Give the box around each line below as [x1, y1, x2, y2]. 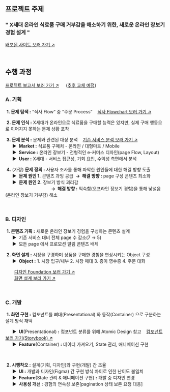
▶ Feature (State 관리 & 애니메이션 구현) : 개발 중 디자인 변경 [12, 375, 135, 381]
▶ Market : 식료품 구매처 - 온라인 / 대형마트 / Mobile [12, 143, 120, 149]
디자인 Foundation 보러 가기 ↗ [14, 269, 75, 275]
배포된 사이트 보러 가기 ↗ [5, 41, 55, 47]
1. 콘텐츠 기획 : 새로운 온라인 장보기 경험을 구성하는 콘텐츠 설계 [6, 228, 130, 234]
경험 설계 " [5, 29, 30, 36]
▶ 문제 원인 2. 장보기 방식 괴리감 [12, 179, 79, 185]
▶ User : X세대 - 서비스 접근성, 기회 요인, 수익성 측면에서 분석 [12, 156, 137, 162]
